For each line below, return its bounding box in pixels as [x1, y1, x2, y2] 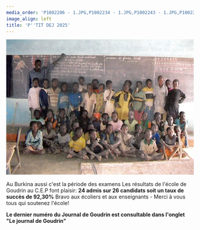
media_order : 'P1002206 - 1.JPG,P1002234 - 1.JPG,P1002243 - [6, 10, 161, 15]
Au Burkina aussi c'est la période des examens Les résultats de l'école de [6, 181, 187, 188]
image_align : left [6, 15, 52, 22]
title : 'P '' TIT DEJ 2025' [6, 22, 70, 28]
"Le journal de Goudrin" [6, 218, 67, 225]
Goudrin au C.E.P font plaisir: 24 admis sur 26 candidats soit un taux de [6, 187, 185, 194]
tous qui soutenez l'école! [6, 200, 70, 207]
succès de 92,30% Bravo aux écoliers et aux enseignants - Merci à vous [6, 193, 186, 200]
